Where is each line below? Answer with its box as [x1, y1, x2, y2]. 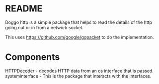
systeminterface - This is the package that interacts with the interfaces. [5, 73, 152, 79]
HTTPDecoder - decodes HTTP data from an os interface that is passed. [5, 68, 154, 74]
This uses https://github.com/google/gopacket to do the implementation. [5, 34, 154, 40]
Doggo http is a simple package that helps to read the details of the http [5, 19, 153, 25]
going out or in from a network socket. [5, 24, 84, 30]
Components [5, 51, 60, 63]
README [5, 3, 43, 14]
